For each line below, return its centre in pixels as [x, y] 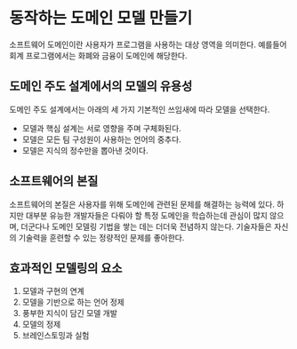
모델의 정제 [41, 324]
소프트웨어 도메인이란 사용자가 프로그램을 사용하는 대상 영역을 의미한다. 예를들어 [148, 44]
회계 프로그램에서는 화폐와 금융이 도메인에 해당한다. [98, 55]
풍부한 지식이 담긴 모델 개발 [70, 313]
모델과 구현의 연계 [53, 291]
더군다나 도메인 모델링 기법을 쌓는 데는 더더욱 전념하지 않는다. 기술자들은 [147, 226]
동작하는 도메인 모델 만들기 [101, 18]
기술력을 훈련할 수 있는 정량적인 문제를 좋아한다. [101, 237]
